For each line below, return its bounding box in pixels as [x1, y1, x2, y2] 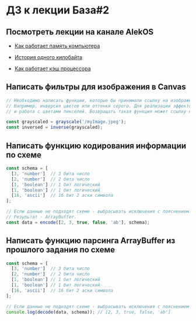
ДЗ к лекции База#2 [6, 4, 110, 17]
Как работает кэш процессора [14, 65, 92, 72]
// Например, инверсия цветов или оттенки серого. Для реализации [6, 103, 171, 109]
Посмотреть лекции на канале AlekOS [6, 27, 154, 37]
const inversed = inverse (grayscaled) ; [6, 124, 103, 131]
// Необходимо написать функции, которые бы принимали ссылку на [6, 97, 168, 103]
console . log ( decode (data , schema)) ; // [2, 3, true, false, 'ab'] [6, 309, 171, 315]
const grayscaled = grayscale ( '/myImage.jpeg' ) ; [6, 119, 127, 125]
